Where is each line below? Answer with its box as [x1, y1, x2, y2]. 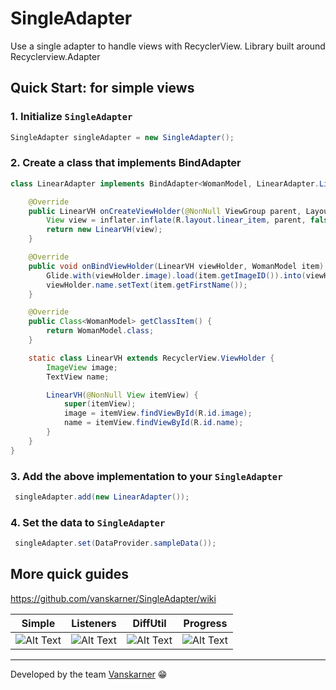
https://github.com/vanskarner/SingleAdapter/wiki [10, 592, 217, 604]
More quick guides [10, 566, 130, 583]
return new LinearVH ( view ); [46, 225, 163, 235]
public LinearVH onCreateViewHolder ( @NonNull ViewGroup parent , [28, 206, 302, 216]
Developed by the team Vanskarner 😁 [10, 668, 168, 680]
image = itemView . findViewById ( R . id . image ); [63, 408, 253, 419]
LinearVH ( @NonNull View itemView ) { [46, 390, 199, 400]
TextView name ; [46, 372, 110, 382]
